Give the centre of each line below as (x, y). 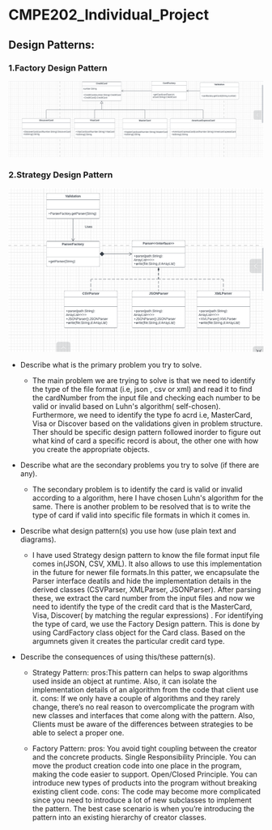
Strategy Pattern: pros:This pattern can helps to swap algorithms (140, 672)
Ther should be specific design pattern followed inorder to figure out (147, 432)
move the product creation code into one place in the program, (137, 765)
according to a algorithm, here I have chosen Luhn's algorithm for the (148, 498)
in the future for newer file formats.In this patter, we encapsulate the (146, 572)
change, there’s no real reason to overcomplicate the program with (143, 707)
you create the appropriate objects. (91, 449)
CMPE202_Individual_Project (109, 15)
